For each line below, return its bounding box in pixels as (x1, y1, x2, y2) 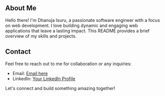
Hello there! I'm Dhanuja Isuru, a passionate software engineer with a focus (5, 17, 160, 23)
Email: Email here (12, 70, 48, 76)
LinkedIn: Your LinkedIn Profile (12, 76, 75, 82)
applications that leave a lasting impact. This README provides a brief (5, 27, 150, 34)
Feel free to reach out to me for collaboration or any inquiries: (5, 61, 132, 67)
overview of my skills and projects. (5, 33, 76, 39)
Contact (5, 47, 31, 56)
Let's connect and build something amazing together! (5, 85, 115, 91)
